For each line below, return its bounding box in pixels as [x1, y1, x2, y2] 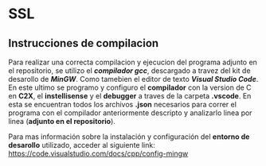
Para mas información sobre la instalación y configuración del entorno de [8, 132, 250, 141]
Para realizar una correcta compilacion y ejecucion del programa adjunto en [8, 57, 257, 67]
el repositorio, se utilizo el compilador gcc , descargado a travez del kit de [8, 66, 251, 75]
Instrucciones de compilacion [8, 37, 159, 50]
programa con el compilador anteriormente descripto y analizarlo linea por [8, 108, 252, 118]
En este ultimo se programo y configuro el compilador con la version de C [8, 83, 252, 92]
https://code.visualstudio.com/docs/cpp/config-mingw [8, 149, 189, 158]
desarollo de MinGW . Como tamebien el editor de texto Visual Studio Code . [8, 75, 259, 83]
